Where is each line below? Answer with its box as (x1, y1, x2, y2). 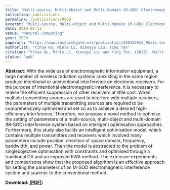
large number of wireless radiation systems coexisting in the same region (5, 74, 158, 80)
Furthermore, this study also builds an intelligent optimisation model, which (5, 127, 162, 133)
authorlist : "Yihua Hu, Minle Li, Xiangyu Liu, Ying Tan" (5, 45, 130, 50)
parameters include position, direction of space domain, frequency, (5, 138, 146, 144)
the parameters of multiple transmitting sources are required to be (5, 100, 143, 106)
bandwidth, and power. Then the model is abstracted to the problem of (5, 143, 153, 149)
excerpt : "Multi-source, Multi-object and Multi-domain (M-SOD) (5, 21, 144, 27)
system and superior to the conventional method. (5, 170, 108, 176)
